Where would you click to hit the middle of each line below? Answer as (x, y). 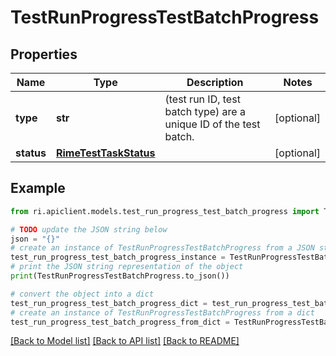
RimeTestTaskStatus (105, 153)
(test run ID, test (202, 99)
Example (38, 188)
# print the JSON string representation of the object (127, 267)
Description (215, 82)
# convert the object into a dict (82, 294)
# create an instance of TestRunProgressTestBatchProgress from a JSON (162, 248)
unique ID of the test (212, 124)
